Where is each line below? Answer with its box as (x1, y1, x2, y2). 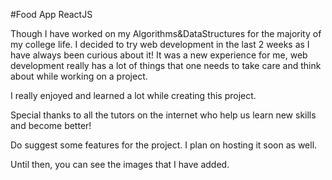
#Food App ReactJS (10, 9, 93, 20)
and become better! (10, 120, 92, 131)
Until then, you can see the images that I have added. (10, 159, 230, 170)
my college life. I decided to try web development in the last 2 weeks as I (10, 39, 310, 50)
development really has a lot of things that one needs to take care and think (10, 60, 322, 71)
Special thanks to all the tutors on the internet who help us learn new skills (10, 109, 317, 121)
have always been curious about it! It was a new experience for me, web (10, 49, 308, 61)
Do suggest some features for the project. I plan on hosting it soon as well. (10, 139, 318, 151)
